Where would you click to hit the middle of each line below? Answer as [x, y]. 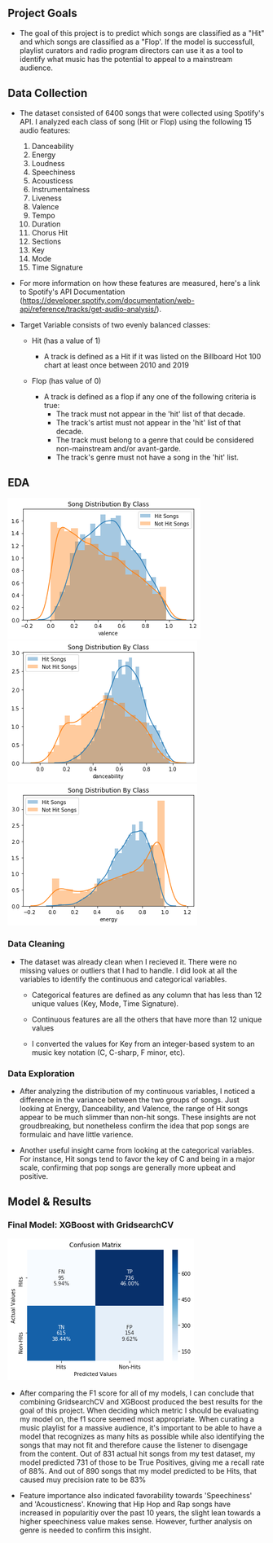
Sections [46, 241]
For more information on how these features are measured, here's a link [140, 283]
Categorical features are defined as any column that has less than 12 [147, 995]
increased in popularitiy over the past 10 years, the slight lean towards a [140, 1512]
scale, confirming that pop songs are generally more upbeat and [128, 1167]
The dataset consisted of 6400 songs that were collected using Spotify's [142, 112]
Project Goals [43, 13]
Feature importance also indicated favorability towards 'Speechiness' [136, 1495]
